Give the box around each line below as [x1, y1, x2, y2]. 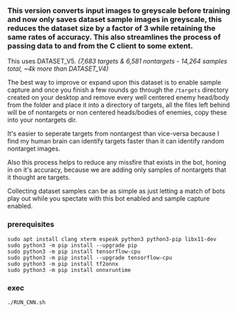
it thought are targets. [7, 173, 71, 182]
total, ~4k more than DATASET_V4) [7, 64, 109, 73]
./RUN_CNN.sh [7, 299, 46, 306]
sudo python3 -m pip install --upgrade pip [7, 242, 138, 249]
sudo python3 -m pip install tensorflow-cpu [7, 248, 141, 255]
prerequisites [7, 220, 54, 230]
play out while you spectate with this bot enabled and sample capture [7, 194, 210, 203]
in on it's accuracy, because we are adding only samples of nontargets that [7, 165, 226, 175]
